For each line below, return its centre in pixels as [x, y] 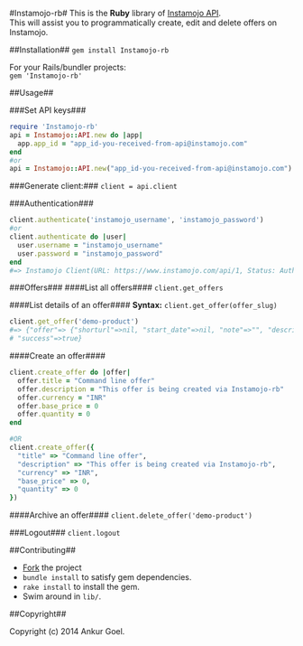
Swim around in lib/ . [62, 596]
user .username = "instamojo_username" [91, 245]
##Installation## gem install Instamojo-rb [89, 50]
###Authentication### [52, 203]
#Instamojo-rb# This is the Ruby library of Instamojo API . [115, 13]
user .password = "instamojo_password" [91, 253]
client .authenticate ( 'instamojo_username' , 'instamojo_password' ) [137, 220]
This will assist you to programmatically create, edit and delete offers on [143, 23]
